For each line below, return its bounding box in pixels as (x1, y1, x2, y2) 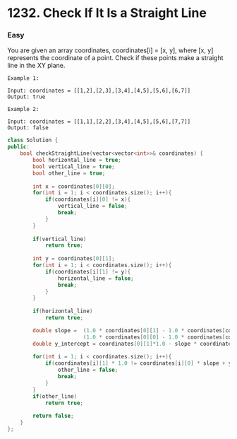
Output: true (7, 93, 46, 100)
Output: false (7, 124, 49, 131)
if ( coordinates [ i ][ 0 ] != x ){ (44, 196, 131, 203)
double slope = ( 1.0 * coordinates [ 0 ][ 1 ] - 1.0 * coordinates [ (32, 327, 226, 334)
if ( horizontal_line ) (32, 308, 93, 315)
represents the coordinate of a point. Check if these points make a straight (7, 54, 224, 62)
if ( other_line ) (32, 392, 78, 400)
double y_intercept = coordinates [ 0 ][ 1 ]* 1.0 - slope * (32, 340, 197, 347)
